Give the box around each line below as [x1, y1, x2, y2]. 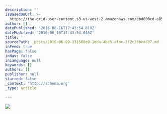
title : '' [5, 35, 26, 40]
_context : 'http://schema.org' [5, 81, 70, 86]
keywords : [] [5, 62, 32, 67]
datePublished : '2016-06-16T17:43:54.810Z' [5, 26, 97, 31]
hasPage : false [5, 49, 37, 54]
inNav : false [5, 53, 32, 58]
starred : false [5, 76, 37, 81]
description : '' [5, 7, 39, 12]
